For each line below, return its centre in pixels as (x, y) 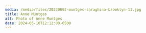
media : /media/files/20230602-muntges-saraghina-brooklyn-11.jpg (73, 9)
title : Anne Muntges (26, 14)
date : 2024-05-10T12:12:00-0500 (38, 23)
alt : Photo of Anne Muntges (34, 18)
